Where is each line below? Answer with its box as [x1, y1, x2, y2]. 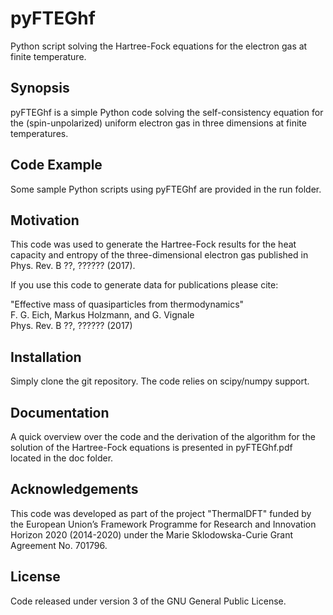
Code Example [10, 157, 103, 174]
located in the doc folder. [10, 452, 114, 464]
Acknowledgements [10, 481, 139, 498]
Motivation [10, 212, 80, 229]
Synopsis [10, 80, 70, 97]
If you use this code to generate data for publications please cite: [10, 279, 279, 291]
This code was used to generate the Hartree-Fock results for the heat [10, 238, 297, 251]
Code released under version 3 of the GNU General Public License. [10, 595, 287, 607]
